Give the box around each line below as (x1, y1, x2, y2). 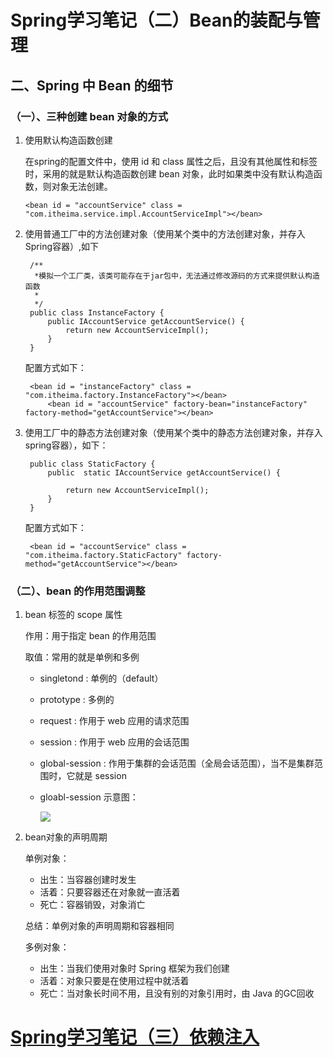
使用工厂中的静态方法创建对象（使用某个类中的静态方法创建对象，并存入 (24, 426, 323, 438)
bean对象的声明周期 (24, 831, 108, 843)
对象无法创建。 (51, 180, 113, 192)
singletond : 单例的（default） (39, 672, 164, 685)
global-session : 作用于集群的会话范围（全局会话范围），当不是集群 (39, 757, 315, 770)
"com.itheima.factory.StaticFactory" (24, 550, 183, 560)
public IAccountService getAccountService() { (47, 316, 245, 326)
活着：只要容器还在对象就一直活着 (39, 886, 181, 898)
